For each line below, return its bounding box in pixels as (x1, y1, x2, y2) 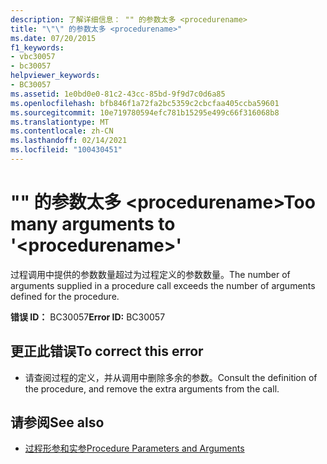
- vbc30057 (10, 52, 56, 62)
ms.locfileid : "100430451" (10, 145, 123, 155)
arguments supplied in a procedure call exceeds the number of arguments (10, 279, 316, 291)
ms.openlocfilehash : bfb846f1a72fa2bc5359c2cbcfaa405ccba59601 (10, 98, 280, 108)
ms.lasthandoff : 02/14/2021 (10, 136, 128, 146)
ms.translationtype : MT (10, 117, 110, 127)
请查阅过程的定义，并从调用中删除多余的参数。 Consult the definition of (24, 371, 318, 383)
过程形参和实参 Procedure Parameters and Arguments (24, 442, 245, 455)
